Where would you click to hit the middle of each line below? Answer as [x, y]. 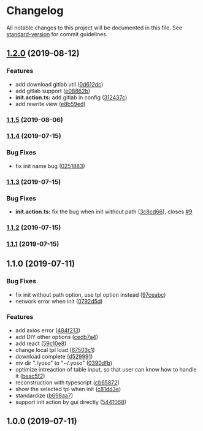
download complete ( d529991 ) [54, 356]
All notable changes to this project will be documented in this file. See [94, 28]
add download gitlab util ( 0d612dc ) [59, 84]
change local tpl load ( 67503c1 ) [55, 349]
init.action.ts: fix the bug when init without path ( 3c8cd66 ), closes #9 [104, 212]
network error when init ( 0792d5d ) [59, 301]
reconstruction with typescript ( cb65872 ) [67, 382]
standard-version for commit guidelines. [57, 34]
